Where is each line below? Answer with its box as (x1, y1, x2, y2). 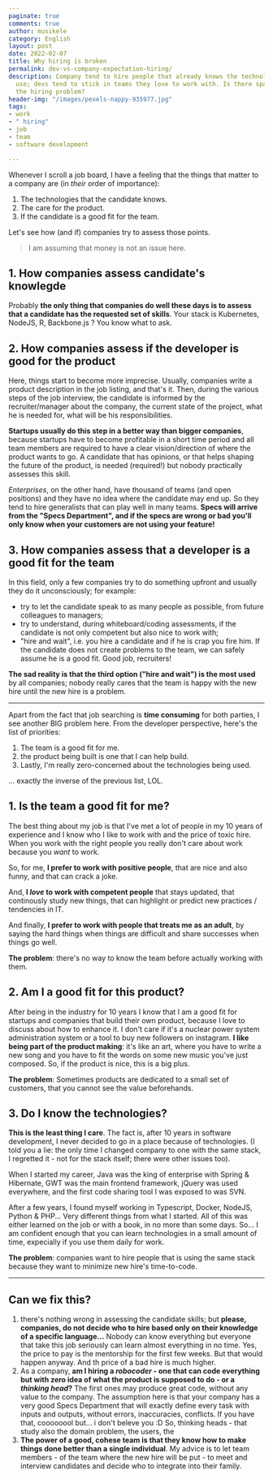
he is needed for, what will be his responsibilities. (8, 410, 173, 420)
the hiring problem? (15, 87, 85, 96)
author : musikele (8, 27, 67, 35)
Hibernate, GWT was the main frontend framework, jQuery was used (8, 1178, 238, 1188)
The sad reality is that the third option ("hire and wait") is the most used (8, 669, 256, 679)
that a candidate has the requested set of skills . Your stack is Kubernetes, (8, 310, 260, 319)
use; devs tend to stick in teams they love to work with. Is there (15, 80, 253, 88)
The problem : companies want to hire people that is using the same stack (8, 1253, 256, 1263)
